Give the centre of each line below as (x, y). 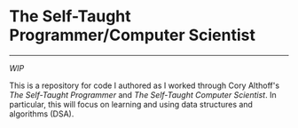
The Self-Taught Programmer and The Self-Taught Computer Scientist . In (143, 94)
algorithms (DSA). (42, 114)
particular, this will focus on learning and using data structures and (131, 104)
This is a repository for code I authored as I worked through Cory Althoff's (145, 85)
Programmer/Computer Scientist (132, 35)
